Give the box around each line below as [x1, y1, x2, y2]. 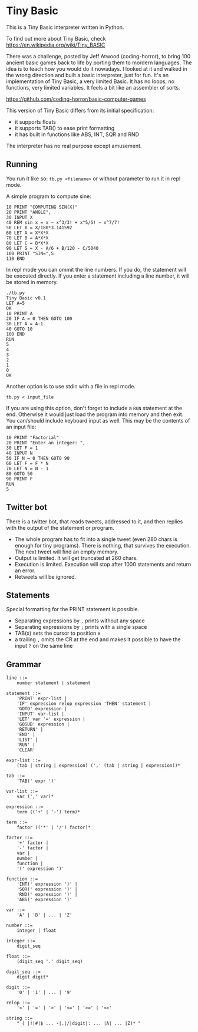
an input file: [6, 423, 37, 430]
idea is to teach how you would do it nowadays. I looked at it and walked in [6, 65, 187, 72]
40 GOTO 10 [6, 326, 33, 332]
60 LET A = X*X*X [6, 230, 49, 236]
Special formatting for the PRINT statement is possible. [6, 606, 140, 613]
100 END [6, 331, 25, 337]
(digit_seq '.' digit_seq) [16, 959, 83, 965]
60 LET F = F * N [6, 460, 49, 466]
